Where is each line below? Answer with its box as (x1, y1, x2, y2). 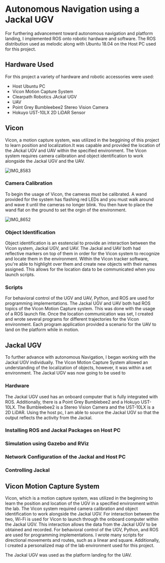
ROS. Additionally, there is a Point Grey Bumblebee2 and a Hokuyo (5, 399, 140, 405)
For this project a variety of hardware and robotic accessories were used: (5, 73, 154, 80)
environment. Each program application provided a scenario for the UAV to (5, 322, 157, 328)
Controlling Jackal (5, 467, 50, 473)
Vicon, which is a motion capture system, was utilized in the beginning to (5, 495, 153, 501)
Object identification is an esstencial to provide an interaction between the (5, 240, 156, 246)
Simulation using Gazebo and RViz (5, 440, 89, 447)
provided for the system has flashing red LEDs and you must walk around (5, 196, 154, 202)
